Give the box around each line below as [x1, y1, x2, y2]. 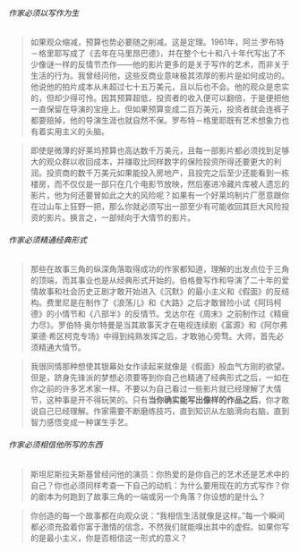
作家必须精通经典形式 [8, 234, 87, 245]
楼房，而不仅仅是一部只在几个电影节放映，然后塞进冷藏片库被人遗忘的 [30, 179, 290, 190]
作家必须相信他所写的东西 [8, 439, 103, 450]
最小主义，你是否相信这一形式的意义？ [46, 532, 188, 543]
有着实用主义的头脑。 [30, 126, 109, 137]
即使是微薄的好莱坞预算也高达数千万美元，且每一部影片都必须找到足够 [30, 145, 290, 156]
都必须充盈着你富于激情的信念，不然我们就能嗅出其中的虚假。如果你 [30, 521, 282, 531]
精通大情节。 [38, 342, 86, 352]
